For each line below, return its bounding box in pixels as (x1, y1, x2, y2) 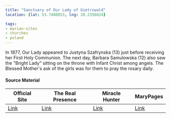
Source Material (5, 77, 40, 83)
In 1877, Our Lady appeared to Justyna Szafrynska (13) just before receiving (5, 49, 164, 55)
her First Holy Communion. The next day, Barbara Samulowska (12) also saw (5, 55, 166, 61)
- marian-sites (5, 26, 38, 31)
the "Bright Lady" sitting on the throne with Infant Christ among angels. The (5, 60, 164, 66)
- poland (5, 35, 24, 41)
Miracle (102, 90, 121, 97)
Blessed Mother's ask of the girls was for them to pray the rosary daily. (5, 65, 154, 71)
